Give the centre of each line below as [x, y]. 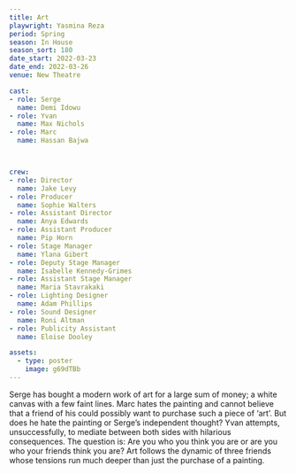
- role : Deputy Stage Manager [65, 262]
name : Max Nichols [51, 124]
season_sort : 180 [41, 51]
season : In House [41, 42]
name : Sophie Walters [57, 205]
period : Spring [37, 34]
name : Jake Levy [47, 188]
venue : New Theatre [45, 75]
